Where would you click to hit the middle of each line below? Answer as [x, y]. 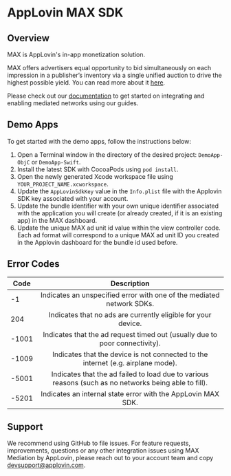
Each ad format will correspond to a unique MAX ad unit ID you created [118, 235]
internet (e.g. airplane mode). [130, 363]
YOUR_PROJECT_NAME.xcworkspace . [63, 184]
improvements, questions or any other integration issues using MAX [103, 451]
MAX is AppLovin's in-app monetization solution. [76, 54]
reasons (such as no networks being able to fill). [130, 382]
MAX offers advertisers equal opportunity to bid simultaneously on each [109, 68]
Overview [29, 38]
